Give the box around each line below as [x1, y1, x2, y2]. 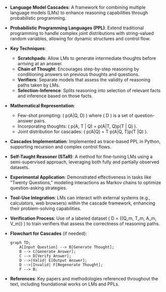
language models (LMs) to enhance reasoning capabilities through [10, 10, 148, 16]
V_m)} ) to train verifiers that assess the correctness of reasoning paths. [10, 221, 160, 227]
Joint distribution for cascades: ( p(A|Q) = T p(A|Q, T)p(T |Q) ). [17, 129, 148, 135]
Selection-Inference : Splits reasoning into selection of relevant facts [17, 88, 161, 93]
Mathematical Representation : [10, 103, 75, 108]
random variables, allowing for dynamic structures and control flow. [10, 35, 150, 41]
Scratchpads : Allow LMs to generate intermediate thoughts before [17, 55, 156, 61]
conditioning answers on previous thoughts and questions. [17, 71, 140, 77]
